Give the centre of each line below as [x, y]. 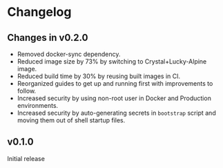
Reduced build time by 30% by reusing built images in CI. [99, 76]
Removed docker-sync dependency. [69, 54]
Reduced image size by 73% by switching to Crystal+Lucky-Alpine [112, 62]
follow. [27, 91]
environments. [38, 105]
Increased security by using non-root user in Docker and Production [114, 98]
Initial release [26, 158]
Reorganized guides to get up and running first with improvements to [115, 83]
